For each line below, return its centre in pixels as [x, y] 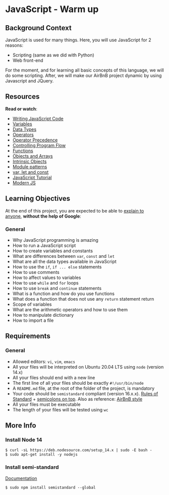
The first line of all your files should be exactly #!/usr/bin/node [78, 383]
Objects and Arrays [33, 156]
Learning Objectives [38, 199]
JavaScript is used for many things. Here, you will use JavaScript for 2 [78, 40]
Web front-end [28, 60]
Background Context [38, 28]
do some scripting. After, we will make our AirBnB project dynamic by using [83, 76]
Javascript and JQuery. [30, 81]
